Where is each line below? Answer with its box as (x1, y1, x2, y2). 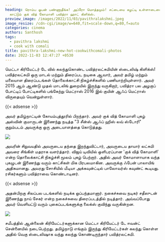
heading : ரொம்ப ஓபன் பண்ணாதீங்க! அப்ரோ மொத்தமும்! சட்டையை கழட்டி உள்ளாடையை (5, 7, 162, 12)
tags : (5, 35, 16, 40)
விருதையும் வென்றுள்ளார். (5, 94, 54, 100)
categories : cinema (5, 26, 45, 30)
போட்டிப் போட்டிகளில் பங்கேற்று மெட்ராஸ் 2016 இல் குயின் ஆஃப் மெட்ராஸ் (5, 88, 146, 94)
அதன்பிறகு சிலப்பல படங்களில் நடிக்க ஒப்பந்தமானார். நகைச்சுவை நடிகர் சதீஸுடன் (5, 190, 157, 196)
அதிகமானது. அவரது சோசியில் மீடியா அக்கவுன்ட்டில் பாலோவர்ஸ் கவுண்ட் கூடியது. (5, 165, 159, 171)
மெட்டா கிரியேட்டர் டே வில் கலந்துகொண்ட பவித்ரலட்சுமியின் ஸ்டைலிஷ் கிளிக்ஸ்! (5, 66, 156, 72)
